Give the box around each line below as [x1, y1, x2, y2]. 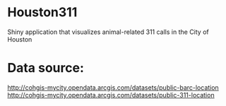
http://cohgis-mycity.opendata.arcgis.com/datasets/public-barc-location [7, 83, 219, 92]
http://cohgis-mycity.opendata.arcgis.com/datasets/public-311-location [7, 90, 215, 99]
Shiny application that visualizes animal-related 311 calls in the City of [7, 28, 210, 36]
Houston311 [7, 4, 78, 20]
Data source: [7, 60, 85, 76]
